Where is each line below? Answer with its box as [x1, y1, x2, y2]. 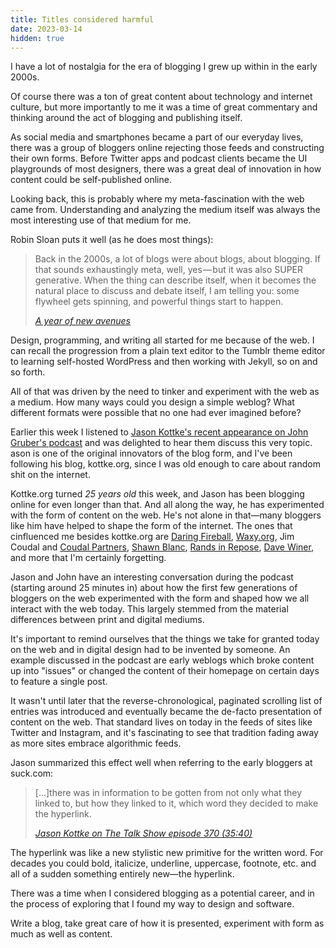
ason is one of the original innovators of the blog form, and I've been [10, 447, 293, 460]
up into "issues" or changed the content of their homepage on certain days [10, 665, 320, 677]
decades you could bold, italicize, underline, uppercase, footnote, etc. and [10, 857, 317, 870]
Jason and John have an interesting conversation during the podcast [10, 571, 294, 583]
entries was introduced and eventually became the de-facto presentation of [10, 706, 323, 718]
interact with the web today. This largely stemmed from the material [10, 603, 289, 615]
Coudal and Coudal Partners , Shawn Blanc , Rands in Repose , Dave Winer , [10, 541, 314, 553]
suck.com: [10, 767, 54, 780]
